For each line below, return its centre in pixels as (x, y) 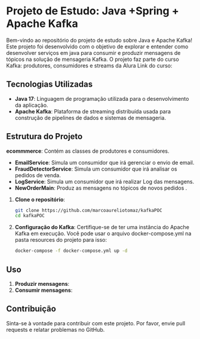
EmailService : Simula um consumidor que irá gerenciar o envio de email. (104, 162)
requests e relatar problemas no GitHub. (56, 329)
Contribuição (31, 309)
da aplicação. (31, 105)
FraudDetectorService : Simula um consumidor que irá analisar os (96, 169)
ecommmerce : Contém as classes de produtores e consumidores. (88, 151)
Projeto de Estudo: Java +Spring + (93, 11)
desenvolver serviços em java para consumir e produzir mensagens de (93, 53)
